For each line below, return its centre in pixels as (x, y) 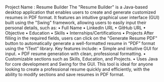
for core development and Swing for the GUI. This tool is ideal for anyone (79, 64)
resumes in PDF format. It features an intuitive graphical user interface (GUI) (82, 17)
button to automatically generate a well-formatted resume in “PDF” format (80, 43)
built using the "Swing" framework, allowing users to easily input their (76, 22)
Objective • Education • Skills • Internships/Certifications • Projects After (80, 33)
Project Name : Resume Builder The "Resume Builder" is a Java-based (76, 7)
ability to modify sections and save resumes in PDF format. (65, 74)
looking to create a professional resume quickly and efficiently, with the (78, 69)
